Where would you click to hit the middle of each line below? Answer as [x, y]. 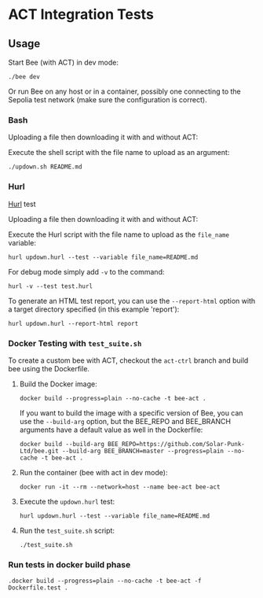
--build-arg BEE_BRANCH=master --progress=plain [143, 451]
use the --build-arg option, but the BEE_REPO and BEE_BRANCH [125, 421]
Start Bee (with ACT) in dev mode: [64, 62]
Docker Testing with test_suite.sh [75, 343]
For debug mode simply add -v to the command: [86, 271]
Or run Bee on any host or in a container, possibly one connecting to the [124, 91]
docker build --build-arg [62, 444]
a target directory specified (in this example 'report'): [94, 309]
